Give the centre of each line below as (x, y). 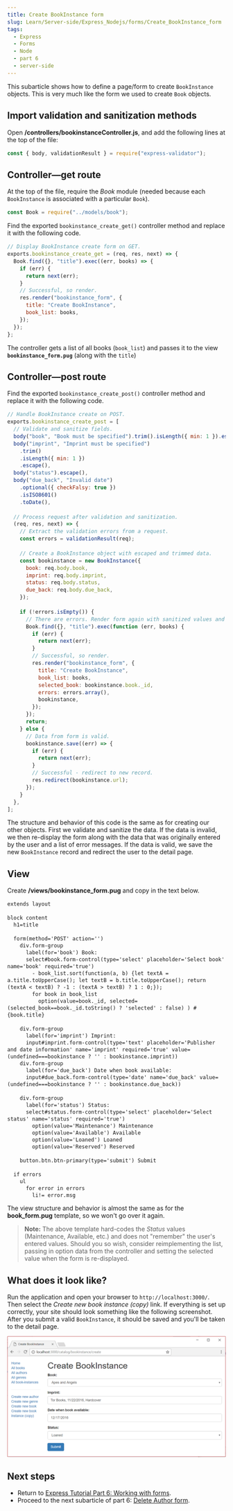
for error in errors (55, 1189)
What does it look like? (57, 1280)
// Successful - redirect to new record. (93, 773)
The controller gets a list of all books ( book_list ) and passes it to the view (113, 347)
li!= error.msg (54, 1195)
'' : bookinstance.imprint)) (136, 1057)
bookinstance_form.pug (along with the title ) (72, 355)
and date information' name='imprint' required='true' (88, 1050)
